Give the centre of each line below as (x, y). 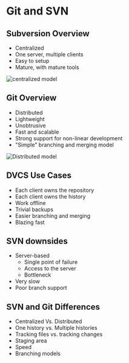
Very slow (28, 281)
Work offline (30, 203)
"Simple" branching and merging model (64, 145)
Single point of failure (51, 262)
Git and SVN (38, 11)
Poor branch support (41, 288)
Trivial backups (34, 209)
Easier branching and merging (53, 215)
